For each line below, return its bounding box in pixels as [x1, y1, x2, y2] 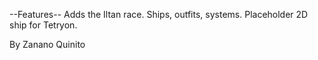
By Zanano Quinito [9, 39, 86, 50]
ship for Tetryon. [9, 19, 78, 31]
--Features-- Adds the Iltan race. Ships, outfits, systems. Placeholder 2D [9, 9, 309, 20]
